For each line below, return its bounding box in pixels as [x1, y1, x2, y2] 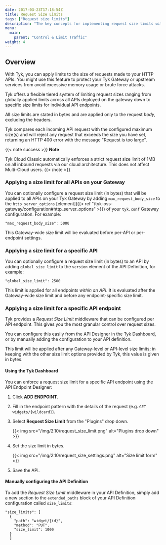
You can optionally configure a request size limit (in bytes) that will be [5, 190, 147, 196]
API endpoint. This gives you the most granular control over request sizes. [5, 321, 156, 327]
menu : [5, 26, 16, 31]
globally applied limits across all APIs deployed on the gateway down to [5, 96, 151, 102]
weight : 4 [5, 40, 26, 45]
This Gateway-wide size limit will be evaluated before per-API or [5, 229, 136, 236]
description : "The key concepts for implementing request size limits [5, 21, 154, 26]
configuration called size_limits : [5, 500, 73, 506]
